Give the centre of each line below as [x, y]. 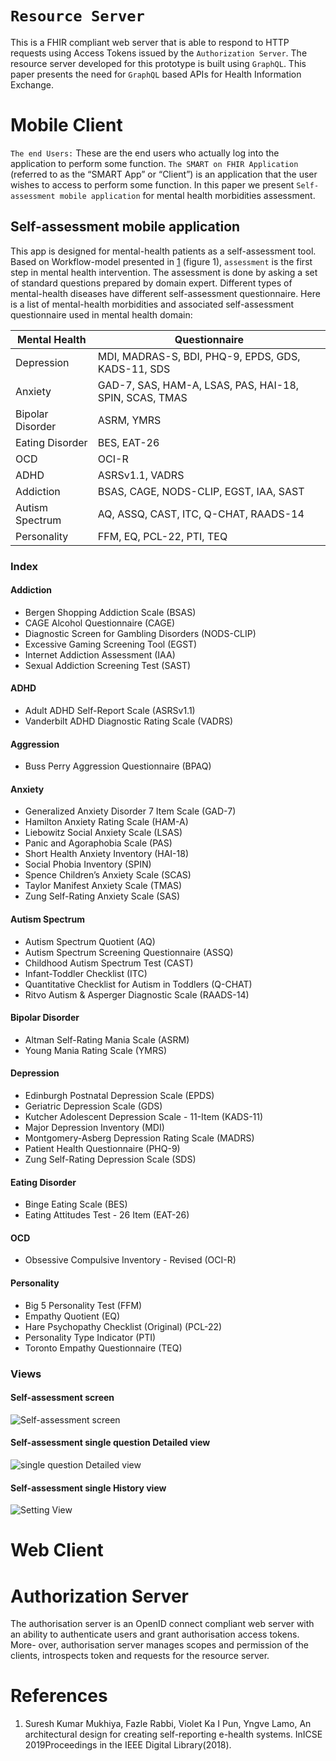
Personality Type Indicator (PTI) [90, 1337]
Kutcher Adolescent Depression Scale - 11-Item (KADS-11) [144, 1117]
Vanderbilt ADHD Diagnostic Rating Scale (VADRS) [128, 721]
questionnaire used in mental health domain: [101, 314]
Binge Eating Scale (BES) [76, 1204]
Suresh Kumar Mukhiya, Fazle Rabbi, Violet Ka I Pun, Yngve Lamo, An [168, 1724]
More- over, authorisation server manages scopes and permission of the [159, 1645]
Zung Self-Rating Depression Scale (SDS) [110, 1159]
